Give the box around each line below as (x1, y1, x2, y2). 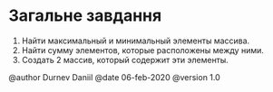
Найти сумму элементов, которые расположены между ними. (21, 44, 265, 55)
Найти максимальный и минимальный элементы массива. (21, 35, 250, 46)
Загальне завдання (8, 5, 162, 26)
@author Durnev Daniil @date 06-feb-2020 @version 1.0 (8, 71, 221, 82)
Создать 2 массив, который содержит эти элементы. (21, 54, 229, 65)
